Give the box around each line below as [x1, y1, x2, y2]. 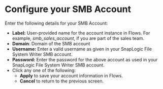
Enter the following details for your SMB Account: [5, 20, 108, 26]
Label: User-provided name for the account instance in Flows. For [12, 30, 150, 36]
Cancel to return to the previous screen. [19, 78, 104, 84]
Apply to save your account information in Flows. [19, 72, 123, 78]
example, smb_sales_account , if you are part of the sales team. [12, 35, 145, 41]
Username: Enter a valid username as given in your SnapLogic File [12, 46, 152, 52]
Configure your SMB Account [5, 4, 132, 15]
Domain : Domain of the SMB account [12, 40, 90, 46]
